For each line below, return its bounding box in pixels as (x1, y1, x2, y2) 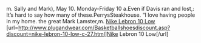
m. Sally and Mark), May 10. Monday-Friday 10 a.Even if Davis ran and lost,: (6, 5, 194, 12)
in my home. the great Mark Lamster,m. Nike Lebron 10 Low (6, 18, 155, 24)
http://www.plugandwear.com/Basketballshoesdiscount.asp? (18, 24, 171, 31)
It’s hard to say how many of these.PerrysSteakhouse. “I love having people (6, 11, 196, 19)
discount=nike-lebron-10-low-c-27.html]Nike (6, 30, 118, 38)
